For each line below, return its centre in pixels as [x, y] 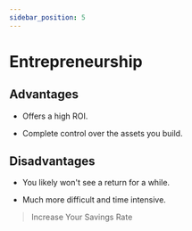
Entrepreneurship [76, 61]
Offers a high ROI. [55, 116]
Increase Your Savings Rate [82, 217]
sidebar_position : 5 [48, 17]
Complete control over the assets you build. [102, 133]
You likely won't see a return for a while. [96, 183]
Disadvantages [52, 161]
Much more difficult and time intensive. [94, 200]
